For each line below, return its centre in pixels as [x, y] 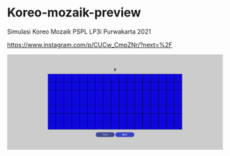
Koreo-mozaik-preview [74, 13]
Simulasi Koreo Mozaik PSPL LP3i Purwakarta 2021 [79, 31]
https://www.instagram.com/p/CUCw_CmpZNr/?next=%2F [90, 44]
